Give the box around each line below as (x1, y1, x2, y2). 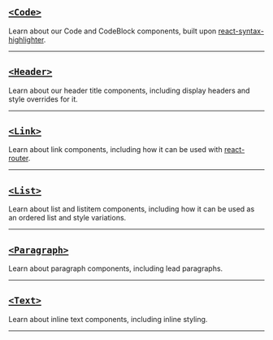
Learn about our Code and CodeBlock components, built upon (8, 26, 217, 36)
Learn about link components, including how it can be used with (8, 145, 223, 155)
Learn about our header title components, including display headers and (8, 85, 250, 95)
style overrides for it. (8, 94, 79, 104)
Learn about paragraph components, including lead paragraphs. (8, 264, 223, 273)
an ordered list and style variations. (8, 213, 127, 223)
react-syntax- (218, 26, 264, 36)
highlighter (8, 34, 45, 44)
